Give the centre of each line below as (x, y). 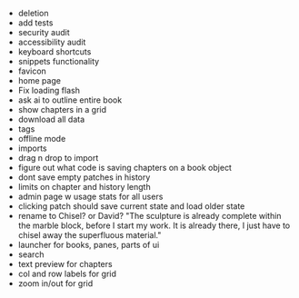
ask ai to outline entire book (70, 100)
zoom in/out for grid (55, 283)
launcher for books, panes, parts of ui (89, 245)
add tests (35, 23)
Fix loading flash (49, 90)
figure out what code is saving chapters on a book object (125, 168)
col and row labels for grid (67, 273)
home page (40, 80)
